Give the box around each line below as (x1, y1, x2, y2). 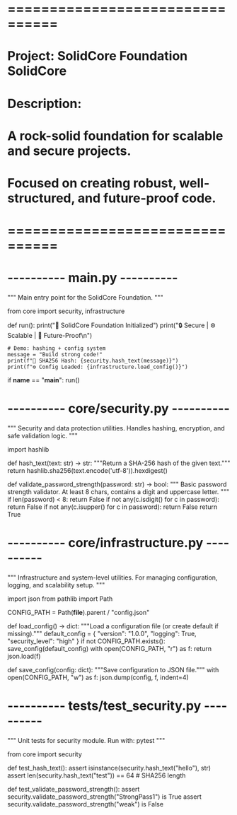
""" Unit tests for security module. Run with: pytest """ (7, 736, 166, 744)
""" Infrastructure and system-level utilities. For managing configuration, (7, 573, 218, 582)
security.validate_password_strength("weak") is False (7, 799, 164, 808)
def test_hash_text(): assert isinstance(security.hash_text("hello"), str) (7, 763, 211, 772)
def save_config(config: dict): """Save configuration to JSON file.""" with (7, 665, 219, 674)
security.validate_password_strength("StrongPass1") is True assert (7, 792, 202, 801)
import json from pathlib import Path (7, 594, 113, 603)
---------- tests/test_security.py (7, 698, 202, 714)
